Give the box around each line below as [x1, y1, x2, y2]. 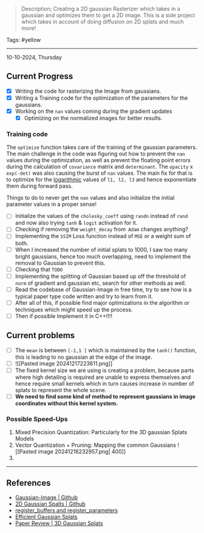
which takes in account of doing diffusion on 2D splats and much [21, 18, 184, 25]
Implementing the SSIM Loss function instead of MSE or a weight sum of [15, 233, 191, 240]
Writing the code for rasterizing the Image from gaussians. [15, 87, 161, 95]
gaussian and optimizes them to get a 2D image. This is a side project [21, 12, 195, 19]
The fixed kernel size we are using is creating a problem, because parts [15, 367, 194, 374]
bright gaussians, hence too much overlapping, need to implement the [15, 253, 191, 260]
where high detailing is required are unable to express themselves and [15, 373, 191, 381]
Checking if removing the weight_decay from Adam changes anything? [15, 226, 188, 233]
